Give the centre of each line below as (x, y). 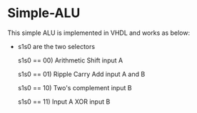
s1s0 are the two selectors (56, 46)
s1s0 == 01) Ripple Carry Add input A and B (81, 74)
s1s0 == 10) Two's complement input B (75, 87)
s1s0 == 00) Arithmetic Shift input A (70, 60)
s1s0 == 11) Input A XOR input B (64, 102)
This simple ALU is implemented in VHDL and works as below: (99, 33)
